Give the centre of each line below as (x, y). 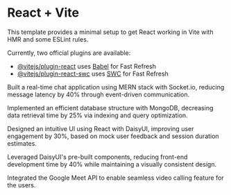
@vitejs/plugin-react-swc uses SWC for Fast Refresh (93, 74)
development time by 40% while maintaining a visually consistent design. (112, 164)
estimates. (22, 143)
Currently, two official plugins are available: (69, 53)
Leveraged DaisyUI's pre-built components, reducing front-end (97, 157)
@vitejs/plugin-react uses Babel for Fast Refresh (87, 66)
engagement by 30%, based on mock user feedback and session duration (113, 136)
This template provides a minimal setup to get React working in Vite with (110, 32)
